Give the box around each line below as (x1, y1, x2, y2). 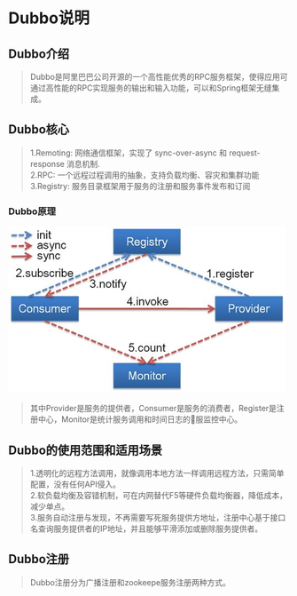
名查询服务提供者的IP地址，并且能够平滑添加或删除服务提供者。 (29, 523, 263, 534)
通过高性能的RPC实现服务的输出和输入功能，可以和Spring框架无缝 (29, 83, 272, 93)
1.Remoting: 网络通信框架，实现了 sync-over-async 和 (29, 147, 228, 158)
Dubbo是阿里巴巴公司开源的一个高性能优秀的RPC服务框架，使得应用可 (29, 72, 288, 82)
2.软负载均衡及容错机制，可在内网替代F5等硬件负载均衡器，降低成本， (29, 489, 287, 500)
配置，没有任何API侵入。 (29, 479, 121, 489)
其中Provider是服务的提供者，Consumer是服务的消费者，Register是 (29, 403, 277, 414)
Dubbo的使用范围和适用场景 (8, 442, 163, 457)
